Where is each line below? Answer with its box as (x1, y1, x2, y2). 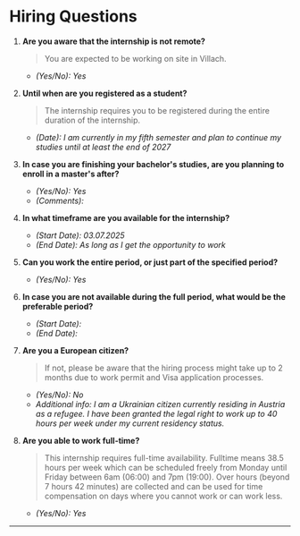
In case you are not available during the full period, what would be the (21, 291, 286, 302)
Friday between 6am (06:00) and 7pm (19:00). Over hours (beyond (44, 472, 290, 482)
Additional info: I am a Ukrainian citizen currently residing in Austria (35, 398, 286, 409)
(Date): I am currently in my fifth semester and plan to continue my (35, 132, 282, 142)
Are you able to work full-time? (21, 435, 140, 446)
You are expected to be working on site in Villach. (44, 53, 227, 64)
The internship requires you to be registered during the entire (44, 105, 271, 115)
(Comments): (35, 195, 85, 206)
